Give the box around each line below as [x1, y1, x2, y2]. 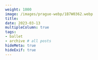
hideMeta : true [5, 43, 36, 48]
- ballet [5, 34, 23, 39]
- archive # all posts [5, 39, 51, 44]
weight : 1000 [5, 7, 32, 12]
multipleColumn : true [5, 25, 49, 30]
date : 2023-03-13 [5, 20, 41, 26]
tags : [5, 30, 16, 34]
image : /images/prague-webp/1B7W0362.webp [5, 12, 93, 16]
